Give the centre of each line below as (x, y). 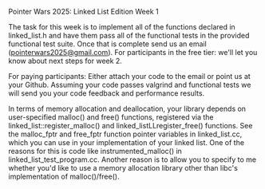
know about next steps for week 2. (65, 61)
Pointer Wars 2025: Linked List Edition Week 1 (83, 12)
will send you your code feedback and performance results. (107, 93)
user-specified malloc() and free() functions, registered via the (111, 117)
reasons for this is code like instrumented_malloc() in (95, 151)
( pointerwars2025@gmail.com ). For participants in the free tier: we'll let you (133, 52)
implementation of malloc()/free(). (64, 176)
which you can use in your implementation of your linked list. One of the (127, 142)
